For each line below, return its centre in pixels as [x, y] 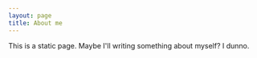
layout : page [30, 15]
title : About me [35, 23]
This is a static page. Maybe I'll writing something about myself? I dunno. [129, 45]
